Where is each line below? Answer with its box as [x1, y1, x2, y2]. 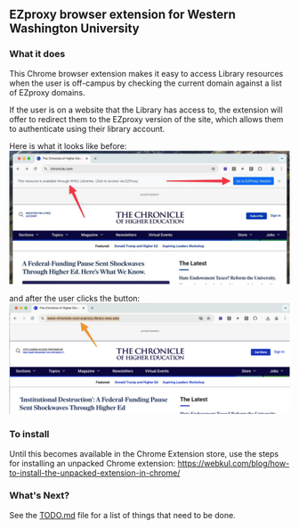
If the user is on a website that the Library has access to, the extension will [9, 104, 283, 115]
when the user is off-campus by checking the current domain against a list [9, 78, 282, 88]
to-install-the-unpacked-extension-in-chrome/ [9, 467, 181, 478]
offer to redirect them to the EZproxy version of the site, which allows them [9, 113, 284, 124]
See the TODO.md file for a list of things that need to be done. [9, 509, 236, 520]
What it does [9, 48, 66, 61]
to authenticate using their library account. [9, 123, 166, 134]
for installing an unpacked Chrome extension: [9, 458, 176, 468]
